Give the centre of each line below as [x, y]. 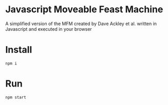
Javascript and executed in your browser [49, 29]
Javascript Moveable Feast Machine [84, 9]
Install [19, 50]
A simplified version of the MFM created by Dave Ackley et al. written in [81, 24]
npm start [16, 97]
